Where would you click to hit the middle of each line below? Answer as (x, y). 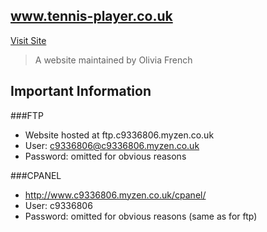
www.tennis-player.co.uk (91, 16)
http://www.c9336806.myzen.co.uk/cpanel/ (115, 195)
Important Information (81, 91)
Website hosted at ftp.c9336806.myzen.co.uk (119, 135)
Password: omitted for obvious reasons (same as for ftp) (141, 216)
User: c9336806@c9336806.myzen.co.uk (112, 145)
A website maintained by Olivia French (113, 60)
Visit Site (28, 40)
